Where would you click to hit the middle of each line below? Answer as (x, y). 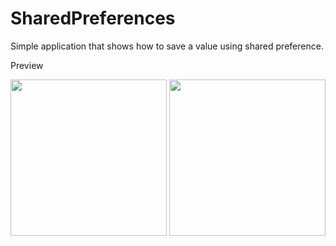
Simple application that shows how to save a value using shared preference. (167, 46)
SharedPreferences (93, 18)
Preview (27, 65)
